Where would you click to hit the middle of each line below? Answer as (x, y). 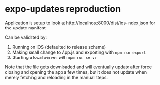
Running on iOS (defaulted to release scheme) (59, 47)
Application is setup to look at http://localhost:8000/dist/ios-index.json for (80, 23)
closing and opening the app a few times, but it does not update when (76, 72)
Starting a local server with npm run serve (54, 57)
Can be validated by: (26, 37)
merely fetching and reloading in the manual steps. (57, 77)
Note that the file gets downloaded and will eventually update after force (78, 67)
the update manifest (25, 28)
